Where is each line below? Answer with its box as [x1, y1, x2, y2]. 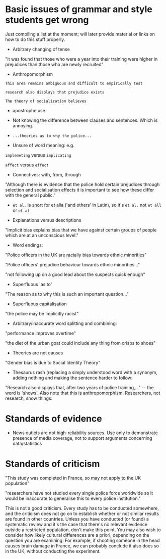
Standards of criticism [5, 458, 100, 470]
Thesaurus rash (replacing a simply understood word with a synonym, [12, 369, 157, 375]
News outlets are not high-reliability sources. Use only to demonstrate [12, 430, 158, 436]
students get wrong [5, 14, 89, 26]
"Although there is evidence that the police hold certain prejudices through [5, 181, 160, 188]
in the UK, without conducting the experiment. [5, 548, 101, 554]
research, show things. [5, 395, 53, 401]
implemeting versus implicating [5, 152, 71, 158]
